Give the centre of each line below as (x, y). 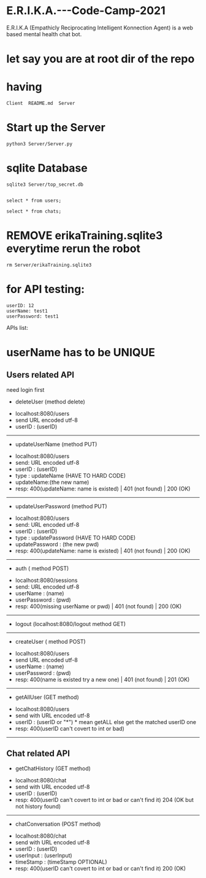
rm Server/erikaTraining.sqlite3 (49, 265)
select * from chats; (34, 211)
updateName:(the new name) (52, 482)
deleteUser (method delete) (50, 402)
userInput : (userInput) (44, 855)
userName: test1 (27, 311)
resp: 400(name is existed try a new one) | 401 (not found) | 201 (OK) (102, 679)
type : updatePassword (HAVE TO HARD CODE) (75, 538)
